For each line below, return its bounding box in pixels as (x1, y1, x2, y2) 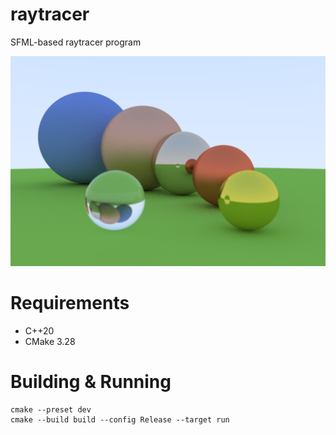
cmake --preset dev (10, 404, 92, 415)
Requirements (10, 292, 130, 315)
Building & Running (10, 371, 172, 393)
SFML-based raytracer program (10, 36, 142, 48)
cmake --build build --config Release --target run (10, 414, 230, 425)
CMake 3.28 (24, 335, 76, 347)
